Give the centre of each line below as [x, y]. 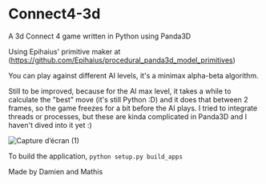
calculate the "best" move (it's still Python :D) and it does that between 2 [128, 99]
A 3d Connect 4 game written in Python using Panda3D [100, 36]
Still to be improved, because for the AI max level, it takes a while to [120, 91]
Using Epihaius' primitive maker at [64, 51]
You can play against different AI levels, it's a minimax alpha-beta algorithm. [133, 75]
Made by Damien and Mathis [56, 171]
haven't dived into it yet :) [50, 125]
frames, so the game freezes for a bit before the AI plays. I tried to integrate [133, 108]
